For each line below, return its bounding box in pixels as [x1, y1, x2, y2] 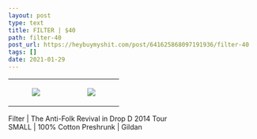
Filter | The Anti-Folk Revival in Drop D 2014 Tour [8, 114, 168, 123]
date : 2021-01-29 [8, 56, 66, 64]
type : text [8, 19, 44, 27]
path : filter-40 [8, 33, 62, 42]
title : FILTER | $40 [8, 26, 77, 34]
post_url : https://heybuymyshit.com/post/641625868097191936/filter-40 [8, 41, 249, 49]
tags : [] [8, 48, 37, 56]
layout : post [8, 11, 51, 20]
